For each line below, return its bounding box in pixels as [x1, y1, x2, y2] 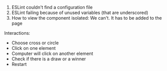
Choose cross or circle [11, 40, 59, 46]
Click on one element [11, 45, 56, 51]
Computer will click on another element [11, 50, 93, 56]
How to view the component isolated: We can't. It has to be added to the [11, 15, 162, 21]
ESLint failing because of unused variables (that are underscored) [11, 10, 149, 16]
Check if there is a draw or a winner [11, 56, 86, 62]
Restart [11, 61, 27, 67]
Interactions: [4, 30, 30, 36]
